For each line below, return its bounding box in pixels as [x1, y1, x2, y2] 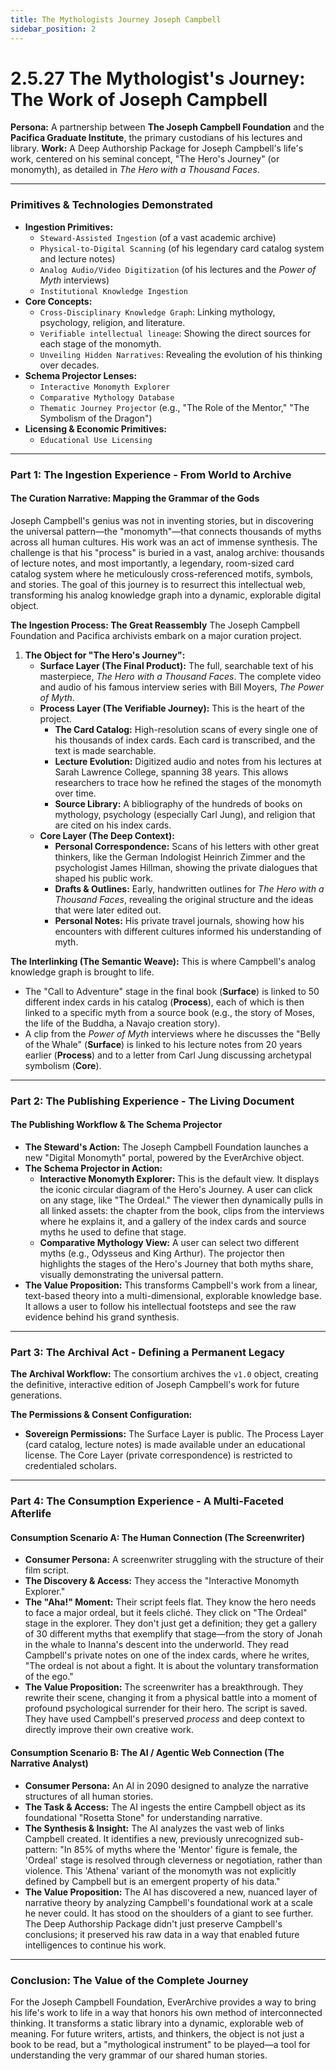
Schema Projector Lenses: [24, 369, 138, 381]
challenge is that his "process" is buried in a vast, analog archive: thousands [10, 546, 325, 558]
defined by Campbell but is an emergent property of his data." [24, 1875, 281, 1887]
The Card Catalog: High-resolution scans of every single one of [54, 723, 318, 735]
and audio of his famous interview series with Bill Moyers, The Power [39, 681, 325, 693]
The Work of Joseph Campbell [10, 88, 268, 111]
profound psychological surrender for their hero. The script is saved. [24, 1702, 308, 1715]
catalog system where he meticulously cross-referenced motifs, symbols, [10, 567, 314, 580]
